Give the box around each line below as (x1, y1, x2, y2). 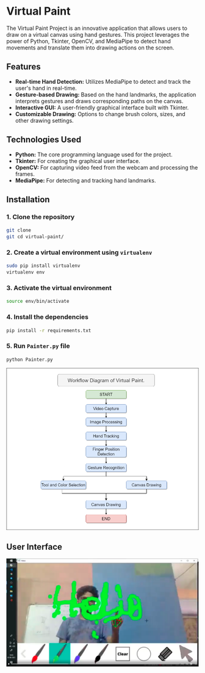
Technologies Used (6, 134, 81, 145)
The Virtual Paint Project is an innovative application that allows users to (6, 24, 188, 32)
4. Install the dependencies (6, 313, 88, 321)
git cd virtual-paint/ (6, 234, 64, 240)
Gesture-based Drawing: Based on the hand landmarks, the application (15, 90, 196, 98)
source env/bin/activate (6, 298, 70, 305)
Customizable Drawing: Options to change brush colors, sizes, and (15, 110, 186, 117)
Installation (6, 194, 50, 205)
